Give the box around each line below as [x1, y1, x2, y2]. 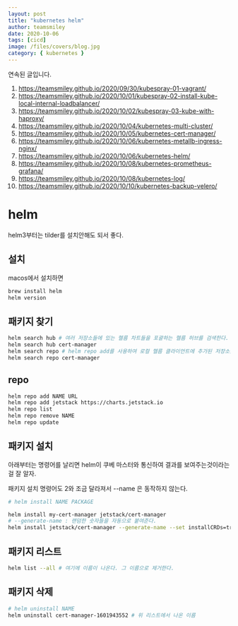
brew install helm [8, 288, 62, 295]
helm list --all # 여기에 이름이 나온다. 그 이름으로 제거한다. [8, 565, 174, 572]
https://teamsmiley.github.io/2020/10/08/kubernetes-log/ [18, 174, 186, 182]
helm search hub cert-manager [8, 341, 97, 348]
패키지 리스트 [8, 545, 62, 557]
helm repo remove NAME [8, 413, 75, 420]
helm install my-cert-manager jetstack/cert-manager [8, 511, 167, 518]
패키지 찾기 [8, 315, 54, 327]
